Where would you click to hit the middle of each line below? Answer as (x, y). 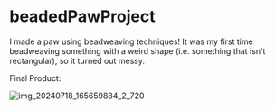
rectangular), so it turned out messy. (77, 60)
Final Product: (35, 78)
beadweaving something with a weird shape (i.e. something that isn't (137, 50)
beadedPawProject (82, 17)
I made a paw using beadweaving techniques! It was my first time (131, 41)
